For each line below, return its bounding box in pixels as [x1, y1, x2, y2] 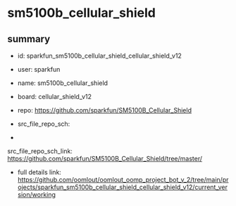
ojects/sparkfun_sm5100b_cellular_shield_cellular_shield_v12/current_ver [17, 183, 228, 191]
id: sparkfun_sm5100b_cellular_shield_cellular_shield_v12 [17, 51, 182, 60]
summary [7, 33, 51, 45]
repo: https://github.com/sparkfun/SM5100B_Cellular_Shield [17, 106, 192, 114]
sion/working [17, 191, 56, 198]
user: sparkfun [17, 65, 61, 73]
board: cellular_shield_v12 [17, 93, 92, 101]
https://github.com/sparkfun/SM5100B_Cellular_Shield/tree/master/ [7, 155, 203, 162]
